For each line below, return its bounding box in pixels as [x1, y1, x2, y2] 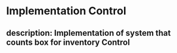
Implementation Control [6, 4, 126, 18]
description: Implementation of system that [6, 28, 171, 38]
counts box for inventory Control [6, 37, 130, 47]
